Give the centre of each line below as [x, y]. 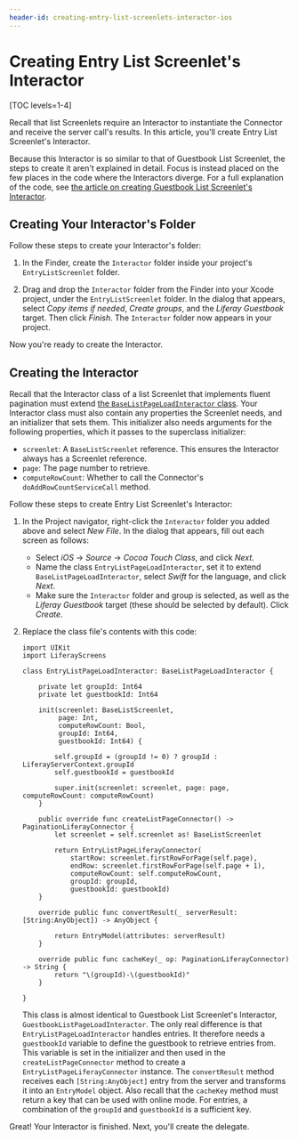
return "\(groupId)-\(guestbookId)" [122, 975]
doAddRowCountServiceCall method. [86, 487]
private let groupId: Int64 [90, 687]
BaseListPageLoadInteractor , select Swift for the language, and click [161, 577]
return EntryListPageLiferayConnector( [128, 851]
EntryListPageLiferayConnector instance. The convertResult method [148, 1072]
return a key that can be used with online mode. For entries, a [135, 1100]
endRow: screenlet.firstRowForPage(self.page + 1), [168, 866]
